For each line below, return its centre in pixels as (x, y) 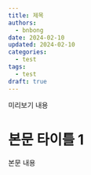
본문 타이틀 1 (46, 140)
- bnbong (29, 30)
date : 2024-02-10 (36, 37)
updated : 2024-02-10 (42, 45)
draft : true (27, 81)
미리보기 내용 (28, 105)
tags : (17, 67)
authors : (22, 23)
